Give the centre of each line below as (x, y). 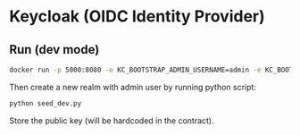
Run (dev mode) (54, 50)
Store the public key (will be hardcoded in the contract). (112, 120)
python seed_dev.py (46, 103)
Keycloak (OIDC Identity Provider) (137, 17)
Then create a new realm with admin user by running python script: (133, 87)
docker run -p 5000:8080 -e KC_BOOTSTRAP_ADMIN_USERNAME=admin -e (135, 70)
